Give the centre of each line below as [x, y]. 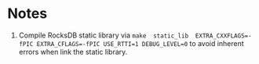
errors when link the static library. [73, 52]
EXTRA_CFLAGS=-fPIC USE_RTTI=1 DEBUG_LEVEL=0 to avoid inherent [140, 43]
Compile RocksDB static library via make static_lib [104, 35]
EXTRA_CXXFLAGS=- [223, 36]
